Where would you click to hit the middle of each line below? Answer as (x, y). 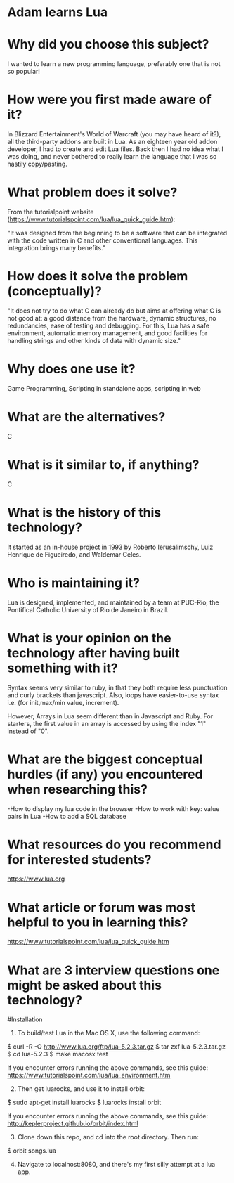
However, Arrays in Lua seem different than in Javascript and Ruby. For (110, 716)
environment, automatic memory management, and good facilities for (108, 333)
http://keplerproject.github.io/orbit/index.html (73, 1124)
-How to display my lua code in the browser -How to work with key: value (113, 808)
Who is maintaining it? (74, 582)
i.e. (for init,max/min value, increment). (63, 702)
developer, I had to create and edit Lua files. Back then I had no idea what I (115, 149)
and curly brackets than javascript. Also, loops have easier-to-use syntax (113, 695)
